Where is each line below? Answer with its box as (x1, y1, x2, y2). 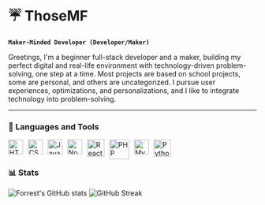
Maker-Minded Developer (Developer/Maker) (8, 38, 150, 47)
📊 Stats (8, 167, 39, 178)
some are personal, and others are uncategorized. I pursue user (8, 77, 215, 87)
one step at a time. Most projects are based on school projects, (35, 69, 241, 78)
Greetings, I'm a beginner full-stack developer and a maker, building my (8, 52, 241, 61)
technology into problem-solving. (8, 94, 117, 103)
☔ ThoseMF (8, 7, 88, 25)
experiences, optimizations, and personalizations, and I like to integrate (8, 85, 240, 95)
